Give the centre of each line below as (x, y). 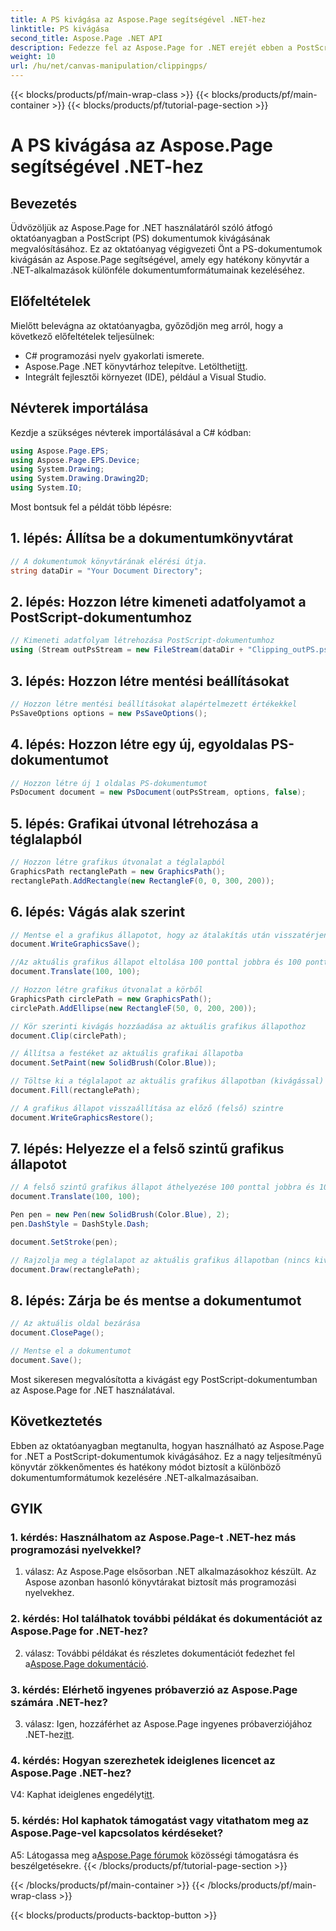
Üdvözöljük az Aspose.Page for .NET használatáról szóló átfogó (141, 227)
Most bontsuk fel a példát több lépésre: (91, 507)
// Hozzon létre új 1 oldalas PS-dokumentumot (109, 783)
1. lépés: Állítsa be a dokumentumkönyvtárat (152, 538)
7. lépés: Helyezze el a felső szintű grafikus (147, 1149)
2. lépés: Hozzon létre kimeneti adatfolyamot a (158, 601)
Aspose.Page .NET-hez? (71, 1773)
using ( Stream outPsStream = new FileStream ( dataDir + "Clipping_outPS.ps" (171, 650)
